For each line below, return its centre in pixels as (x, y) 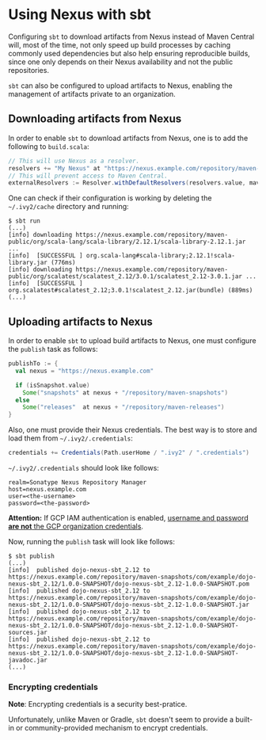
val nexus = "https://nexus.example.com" (85, 371)
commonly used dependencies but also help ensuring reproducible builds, (129, 53)
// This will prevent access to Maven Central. (88, 176)
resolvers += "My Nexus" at (55, 168)
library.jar (28, 263)
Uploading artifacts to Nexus (80, 321)
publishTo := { (33, 364)
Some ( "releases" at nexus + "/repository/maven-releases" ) (123, 407)
